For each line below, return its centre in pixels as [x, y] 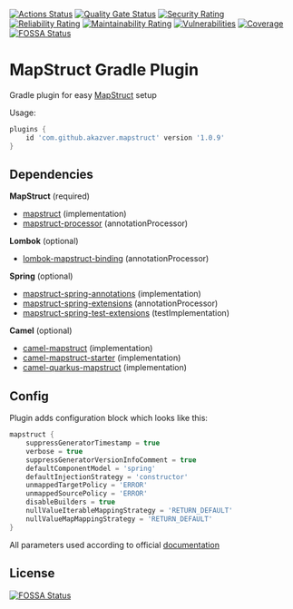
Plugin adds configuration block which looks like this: [109, 418]
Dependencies [51, 174]
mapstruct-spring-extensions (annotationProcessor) [120, 303]
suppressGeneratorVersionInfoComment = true [111, 460]
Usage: [23, 113]
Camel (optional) [41, 330]
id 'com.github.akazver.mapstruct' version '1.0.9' [125, 138]
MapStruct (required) [50, 196]
